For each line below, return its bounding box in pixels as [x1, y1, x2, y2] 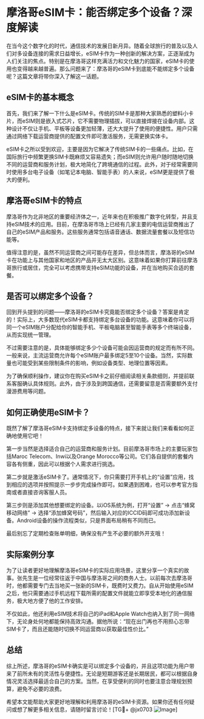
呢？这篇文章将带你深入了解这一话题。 [6, 73, 102, 80]
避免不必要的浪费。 [16, 685, 65, 692]
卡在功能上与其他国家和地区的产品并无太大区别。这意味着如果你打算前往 [6, 256, 187, 263]
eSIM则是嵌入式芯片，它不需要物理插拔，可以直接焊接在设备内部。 [22, 117, 189, 124]
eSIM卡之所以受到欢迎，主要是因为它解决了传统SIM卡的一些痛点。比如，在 [6, 145, 194, 152]
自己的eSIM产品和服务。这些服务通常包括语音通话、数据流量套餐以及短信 [6, 228, 189, 235]
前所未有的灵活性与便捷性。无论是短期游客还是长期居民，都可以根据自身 [16, 670, 198, 677]
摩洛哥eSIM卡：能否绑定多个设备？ [6, 5, 182, 20]
